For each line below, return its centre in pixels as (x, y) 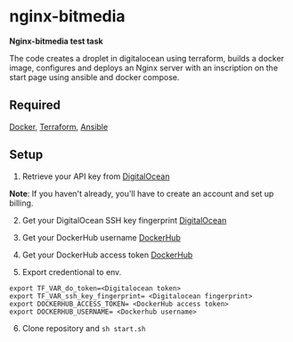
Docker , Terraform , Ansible (59, 126)
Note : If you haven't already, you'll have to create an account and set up (142, 193)
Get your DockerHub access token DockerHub (107, 255)
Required (35, 106)
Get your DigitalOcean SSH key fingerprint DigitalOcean (124, 220)
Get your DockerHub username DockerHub (101, 237)
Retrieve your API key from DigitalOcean (96, 176)
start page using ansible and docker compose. (94, 77)
